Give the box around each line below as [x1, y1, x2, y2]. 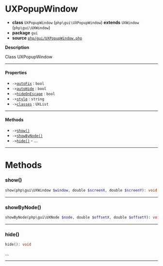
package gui [12, 30, 38, 35]
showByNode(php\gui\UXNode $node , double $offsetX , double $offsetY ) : [5, 215, 151, 220]
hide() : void [5, 242, 32, 247]
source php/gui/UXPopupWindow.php [12, 35, 82, 41]
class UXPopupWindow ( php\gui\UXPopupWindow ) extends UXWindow [12, 19, 139, 25]
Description [5, 44, 30, 50]
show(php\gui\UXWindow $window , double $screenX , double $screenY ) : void [5, 188, 158, 193]
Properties [5, 70, 27, 75]
